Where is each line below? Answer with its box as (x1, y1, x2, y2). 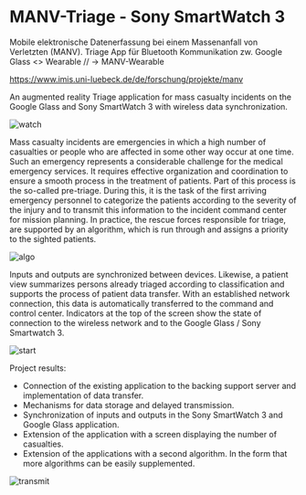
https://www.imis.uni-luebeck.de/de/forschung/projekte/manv (9, 73, 244, 84)
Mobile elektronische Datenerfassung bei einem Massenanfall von (9, 37, 259, 47)
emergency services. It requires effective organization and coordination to (9, 165, 289, 176)
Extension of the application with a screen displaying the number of (22, 428, 277, 439)
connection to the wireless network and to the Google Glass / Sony (9, 317, 262, 328)
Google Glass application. (22, 418, 120, 430)
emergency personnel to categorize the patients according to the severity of (9, 195, 297, 205)
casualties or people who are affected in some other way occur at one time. (9, 146, 294, 157)
